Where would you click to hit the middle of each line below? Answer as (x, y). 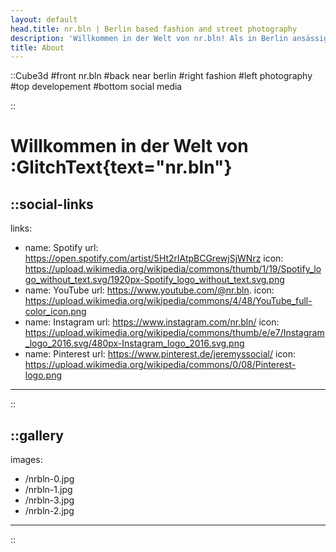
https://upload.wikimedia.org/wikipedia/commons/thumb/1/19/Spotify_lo (173, 269)
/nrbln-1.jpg (48, 490)
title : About (37, 47)
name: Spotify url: (61, 248)
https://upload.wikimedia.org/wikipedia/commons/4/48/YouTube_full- (168, 301)
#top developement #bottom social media (96, 87)
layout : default (44, 19)
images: (26, 460)
